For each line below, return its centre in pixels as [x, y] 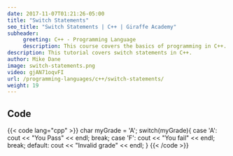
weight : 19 [23, 85]
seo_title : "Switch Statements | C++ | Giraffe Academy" [92, 27]
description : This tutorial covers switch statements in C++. [100, 53]
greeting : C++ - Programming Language [79, 40]
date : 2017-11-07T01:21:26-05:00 [56, 14]
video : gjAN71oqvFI [36, 72]
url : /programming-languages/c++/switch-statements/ [86, 79]
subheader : [23, 33]
